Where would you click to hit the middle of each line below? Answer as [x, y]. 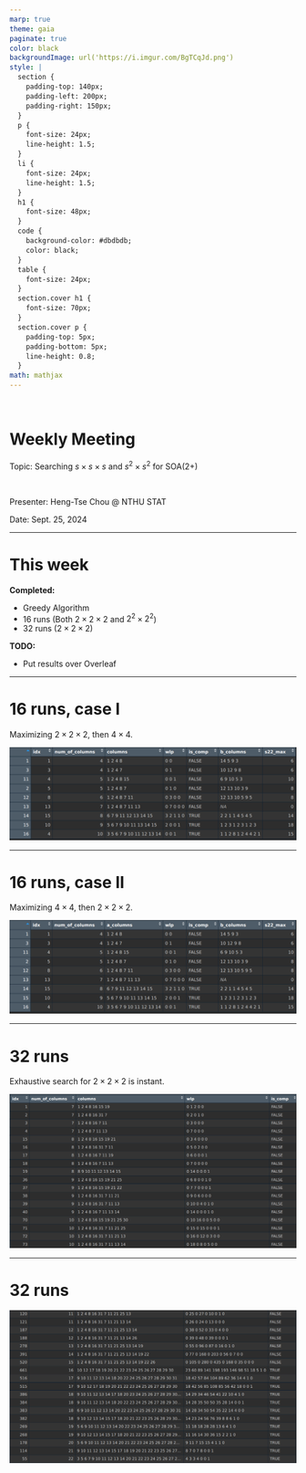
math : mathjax [36, 376]
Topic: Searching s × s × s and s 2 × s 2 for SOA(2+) [104, 465]
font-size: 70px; [59, 308]
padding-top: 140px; [65, 87]
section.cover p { [53, 327]
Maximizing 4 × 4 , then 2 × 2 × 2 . [71, 907]
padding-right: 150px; [69, 106]
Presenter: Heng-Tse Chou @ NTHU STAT [88, 501]
